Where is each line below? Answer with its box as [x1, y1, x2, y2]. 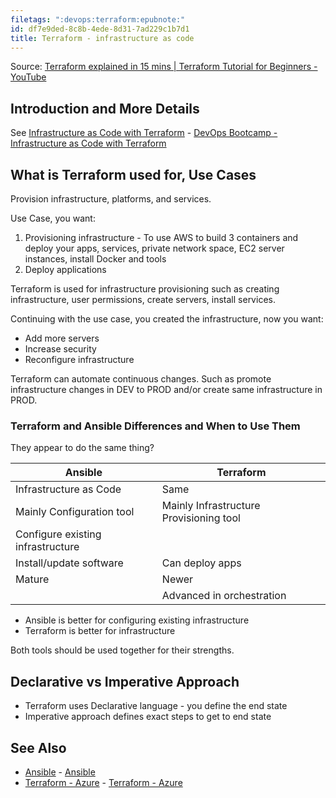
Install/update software [15, 556, 124, 570]
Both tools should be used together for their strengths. [10, 644, 235, 656]
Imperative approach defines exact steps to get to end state [24, 711, 272, 723]
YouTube [10, 71, 47, 83]
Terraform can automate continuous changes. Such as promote [10, 373, 272, 385]
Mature [15, 572, 50, 586]
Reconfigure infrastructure [24, 354, 135, 365]
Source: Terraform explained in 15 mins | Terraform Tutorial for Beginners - [10, 61, 318, 73]
